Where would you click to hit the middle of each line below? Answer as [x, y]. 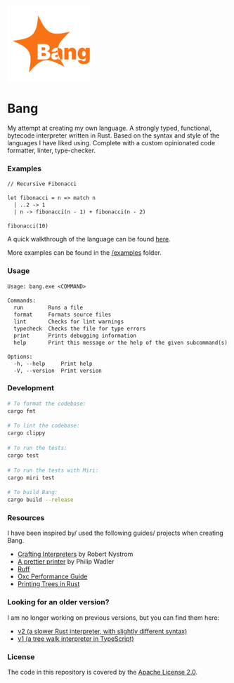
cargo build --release [40, 500]
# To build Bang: [33, 493]
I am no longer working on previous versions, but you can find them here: [113, 617]
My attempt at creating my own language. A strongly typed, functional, [110, 128]
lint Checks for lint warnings [69, 321]
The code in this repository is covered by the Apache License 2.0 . [103, 672]
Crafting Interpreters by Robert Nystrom [75, 554]
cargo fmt [22, 411]
